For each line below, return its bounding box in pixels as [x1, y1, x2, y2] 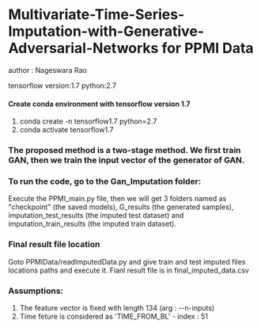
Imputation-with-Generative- [8, 22, 204, 40]
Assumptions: [8, 285, 64, 296]
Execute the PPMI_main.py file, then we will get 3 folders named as [8, 194, 227, 204]
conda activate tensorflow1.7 [19, 125, 114, 135]
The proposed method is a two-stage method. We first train [8, 145, 241, 156]
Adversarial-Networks [8, 40, 159, 57]
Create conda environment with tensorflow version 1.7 [8, 99, 191, 109]
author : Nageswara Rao [8, 65, 87, 74]
